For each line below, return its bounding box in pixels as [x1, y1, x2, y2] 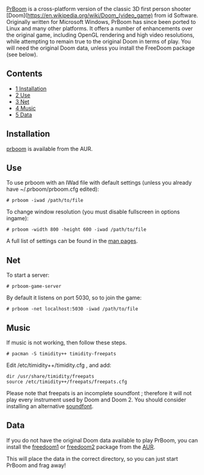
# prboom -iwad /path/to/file [6, 198, 84, 204]
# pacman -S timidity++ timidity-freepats [6, 351, 116, 357]
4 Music [15, 104, 36, 112]
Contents [6, 69, 43, 79]
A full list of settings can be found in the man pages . [6, 237, 138, 245]
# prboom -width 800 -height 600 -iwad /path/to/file [6, 226, 147, 233]
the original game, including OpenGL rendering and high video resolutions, [6, 31, 195, 39]
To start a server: [6, 271, 50, 279]
